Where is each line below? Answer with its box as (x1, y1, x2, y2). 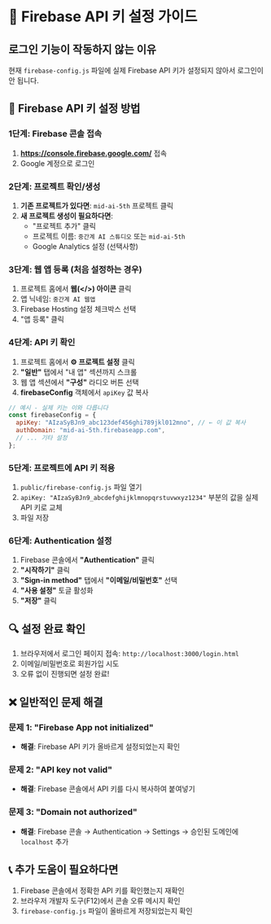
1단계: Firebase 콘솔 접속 (8, 128, 103, 139)
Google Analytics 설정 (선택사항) (32, 241, 138, 251)
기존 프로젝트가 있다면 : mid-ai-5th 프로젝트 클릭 (20, 200, 173, 210)
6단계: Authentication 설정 (8, 535, 112, 546)
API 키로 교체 (20, 502, 63, 513)
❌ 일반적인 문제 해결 (8, 695, 103, 709)
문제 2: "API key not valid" (8, 764, 112, 775)
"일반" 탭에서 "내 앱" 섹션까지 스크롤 (20, 367, 138, 377)
